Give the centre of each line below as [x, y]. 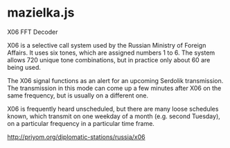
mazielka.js [41, 13]
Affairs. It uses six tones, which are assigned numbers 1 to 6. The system [111, 53]
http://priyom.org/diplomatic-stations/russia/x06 [76, 137]
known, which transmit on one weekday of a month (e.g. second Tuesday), [114, 116]
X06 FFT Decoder [33, 32]
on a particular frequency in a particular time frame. [81, 123]
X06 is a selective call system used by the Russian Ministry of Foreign [107, 45]
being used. [24, 67]
